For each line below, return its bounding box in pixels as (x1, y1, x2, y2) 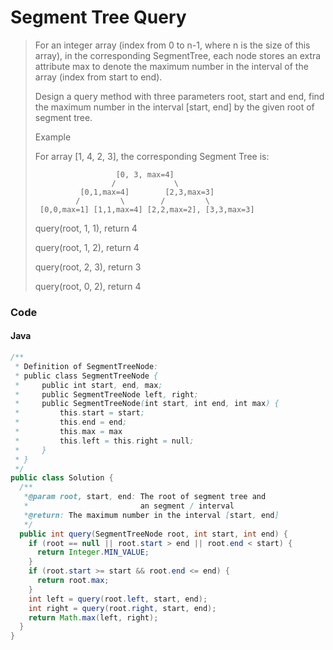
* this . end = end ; (14, 417, 128, 428)
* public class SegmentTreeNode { (14, 371, 159, 381)
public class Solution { (10, 473, 114, 483)
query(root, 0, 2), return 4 (34, 280, 142, 292)
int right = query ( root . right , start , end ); (28, 603, 217, 613)
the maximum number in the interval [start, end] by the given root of (34, 101, 315, 113)
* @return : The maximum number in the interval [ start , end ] (23, 510, 280, 520)
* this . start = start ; (14, 408, 145, 418)
